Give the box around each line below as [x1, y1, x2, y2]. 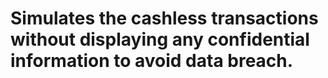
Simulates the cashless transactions [10, 7, 319, 30]
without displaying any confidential [10, 28, 310, 51]
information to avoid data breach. [10, 50, 294, 72]
